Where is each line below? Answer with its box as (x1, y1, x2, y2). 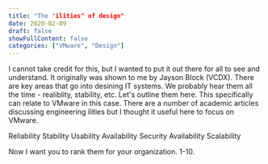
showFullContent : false (8, 34, 89, 43)
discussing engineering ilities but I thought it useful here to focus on (8, 107, 235, 117)
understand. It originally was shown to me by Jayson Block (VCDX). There (8, 73, 254, 82)
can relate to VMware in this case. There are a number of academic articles (8, 99, 259, 108)
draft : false (8, 27, 52, 35)
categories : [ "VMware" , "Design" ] (8, 42, 125, 50)
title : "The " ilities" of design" (8, 11, 125, 20)
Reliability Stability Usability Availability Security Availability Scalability (8, 131, 241, 141)
